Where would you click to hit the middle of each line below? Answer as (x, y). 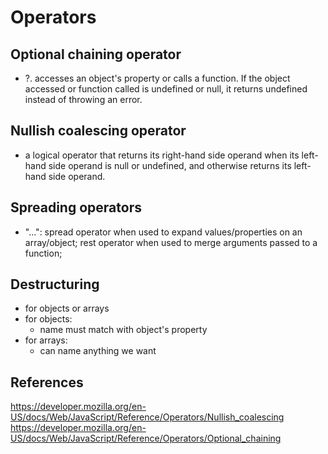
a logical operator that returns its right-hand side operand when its (162, 155)
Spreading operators (76, 207)
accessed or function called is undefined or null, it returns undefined (166, 89)
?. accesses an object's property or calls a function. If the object (157, 78)
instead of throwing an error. (83, 99)
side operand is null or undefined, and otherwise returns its (170, 165)
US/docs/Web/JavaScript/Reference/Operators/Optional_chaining (146, 438)
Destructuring (55, 284)
